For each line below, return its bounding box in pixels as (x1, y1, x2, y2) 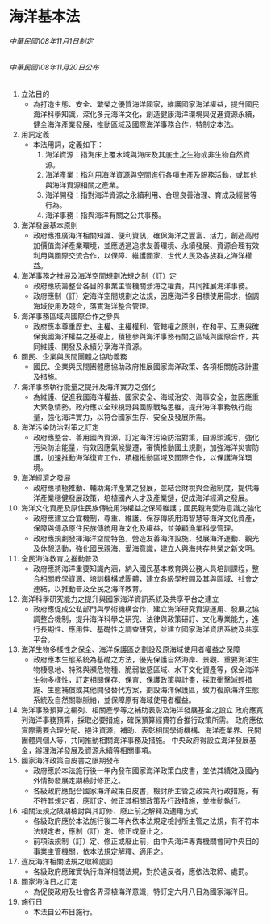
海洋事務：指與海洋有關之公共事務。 (44, 211, 166, 220)
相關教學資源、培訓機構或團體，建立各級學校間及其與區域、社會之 (40, 574, 260, 583)
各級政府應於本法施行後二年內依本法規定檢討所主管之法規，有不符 (32, 817, 252, 825)
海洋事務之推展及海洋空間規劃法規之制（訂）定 (20, 271, 177, 280)
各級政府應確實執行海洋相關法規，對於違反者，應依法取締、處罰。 (32, 867, 252, 876)
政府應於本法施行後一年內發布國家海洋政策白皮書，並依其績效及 (32, 766, 245, 775)
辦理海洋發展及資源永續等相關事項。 (35, 745, 156, 755)
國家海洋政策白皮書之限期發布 (20, 756, 120, 765)
